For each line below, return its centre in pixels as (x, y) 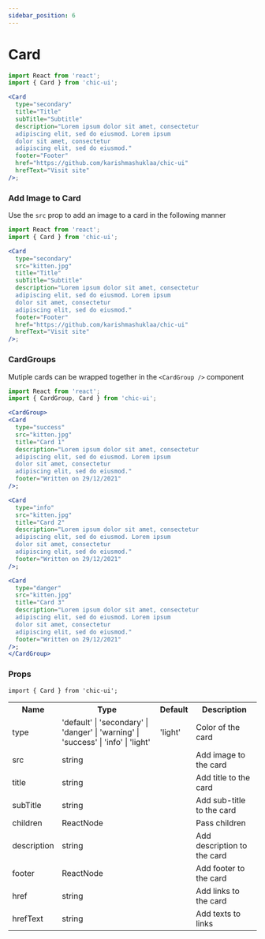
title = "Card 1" (40, 442)
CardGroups (32, 360)
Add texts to (218, 914)
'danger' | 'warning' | (101, 732)
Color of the (218, 727)
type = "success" (40, 428)
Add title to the (223, 777)
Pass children (221, 823)
